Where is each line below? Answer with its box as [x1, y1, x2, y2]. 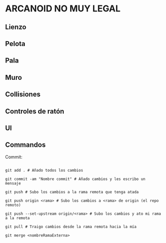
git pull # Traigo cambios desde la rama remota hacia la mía [5, 224, 137, 229]
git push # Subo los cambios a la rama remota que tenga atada [5, 189, 139, 194]
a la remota [5, 215, 30, 221]
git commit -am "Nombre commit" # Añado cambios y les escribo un [5, 177, 146, 182]
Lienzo [5, 23, 26, 31]
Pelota [5, 39, 26, 48]
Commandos [5, 141, 46, 149]
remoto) [5, 202, 21, 207]
